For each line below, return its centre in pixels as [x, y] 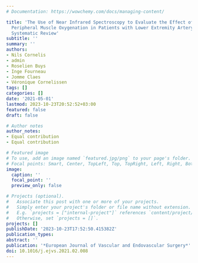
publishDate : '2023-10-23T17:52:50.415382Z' [62, 229]
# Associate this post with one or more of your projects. [83, 202]
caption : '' [26, 175]
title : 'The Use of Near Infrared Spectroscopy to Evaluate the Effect [96, 22]
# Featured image [27, 153]
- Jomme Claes [24, 77]
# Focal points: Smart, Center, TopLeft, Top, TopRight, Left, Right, [95, 164]
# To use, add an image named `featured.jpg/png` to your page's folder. [99, 158]
